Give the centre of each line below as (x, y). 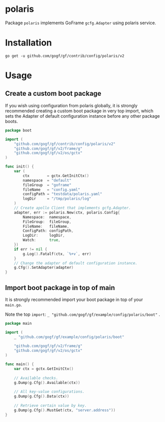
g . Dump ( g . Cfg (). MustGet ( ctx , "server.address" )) (65, 410)
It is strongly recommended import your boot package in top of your (74, 299)
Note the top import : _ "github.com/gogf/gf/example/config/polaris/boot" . (82, 314)
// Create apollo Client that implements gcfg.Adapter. (73, 208)
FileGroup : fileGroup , (47, 222)
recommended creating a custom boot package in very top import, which (79, 111)
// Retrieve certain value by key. (50, 405)
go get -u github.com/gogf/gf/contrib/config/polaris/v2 (65, 56)
